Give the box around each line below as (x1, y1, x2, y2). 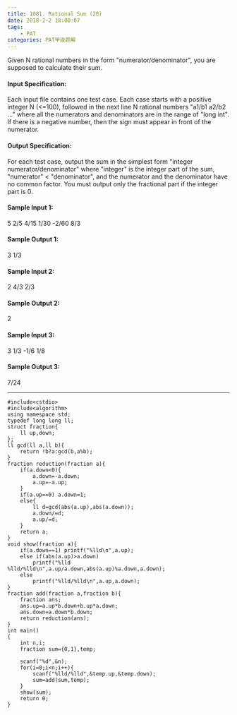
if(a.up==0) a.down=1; (20, 491, 87, 498)
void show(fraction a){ (7, 541, 78, 548)
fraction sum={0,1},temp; (20, 645, 97, 653)
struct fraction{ (7, 423, 59, 431)
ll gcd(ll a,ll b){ (7, 442, 65, 449)
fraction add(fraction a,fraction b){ (7, 590, 121, 597)
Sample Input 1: (7, 203, 54, 212)
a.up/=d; (32, 516, 59, 523)
